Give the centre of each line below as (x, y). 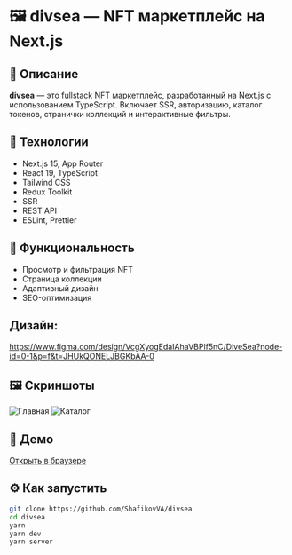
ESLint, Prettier (49, 220)
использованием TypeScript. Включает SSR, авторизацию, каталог (136, 105)
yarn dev (25, 534)
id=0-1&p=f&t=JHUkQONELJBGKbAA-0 (82, 356)
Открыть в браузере (48, 461)
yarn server (31, 542)
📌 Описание (44, 74)
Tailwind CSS (46, 182)
